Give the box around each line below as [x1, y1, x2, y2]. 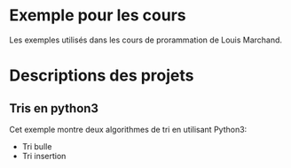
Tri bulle [21, 141, 52, 151]
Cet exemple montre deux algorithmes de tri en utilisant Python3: [9, 124, 248, 134]
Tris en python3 [9, 101, 99, 116]
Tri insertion [21, 150, 67, 161]
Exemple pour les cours [9, 5, 186, 26]
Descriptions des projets [9, 65, 194, 86]
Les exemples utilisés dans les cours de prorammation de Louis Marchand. [9, 34, 282, 45]
